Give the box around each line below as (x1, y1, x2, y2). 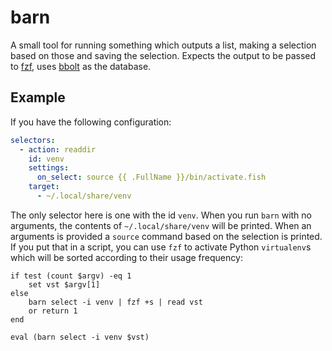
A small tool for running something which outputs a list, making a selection (10, 39, 317, 51)
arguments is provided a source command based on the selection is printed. (10, 230, 323, 242)
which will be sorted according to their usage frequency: (10, 251, 243, 263)
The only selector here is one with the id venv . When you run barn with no (10, 209, 312, 221)
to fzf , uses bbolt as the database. (10, 60, 152, 72)
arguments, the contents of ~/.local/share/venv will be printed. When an (10, 219, 312, 231)
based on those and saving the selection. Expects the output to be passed (10, 49, 317, 61)
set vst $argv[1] (28, 279, 101, 290)
